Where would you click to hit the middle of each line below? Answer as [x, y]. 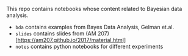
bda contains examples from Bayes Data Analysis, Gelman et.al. [95, 27]
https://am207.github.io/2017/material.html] [72, 40]
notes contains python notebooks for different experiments [89, 46]
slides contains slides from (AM [56, 33]
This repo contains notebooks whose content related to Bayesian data [94, 9]
